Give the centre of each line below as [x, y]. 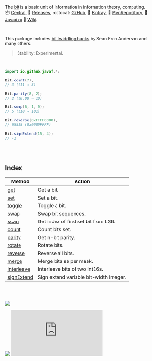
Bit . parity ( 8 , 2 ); [24, 94]
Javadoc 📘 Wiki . [21, 20]
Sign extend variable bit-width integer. [82, 277]
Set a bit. [48, 198]
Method [20, 181]
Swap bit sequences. [62, 214]
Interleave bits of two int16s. [71, 269]
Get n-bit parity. [57, 238]
